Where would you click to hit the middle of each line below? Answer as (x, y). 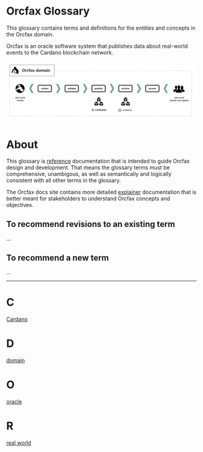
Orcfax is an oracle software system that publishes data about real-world (97, 46)
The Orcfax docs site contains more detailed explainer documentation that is (101, 192)
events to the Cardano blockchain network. (60, 52)
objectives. (20, 205)
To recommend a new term (58, 257)
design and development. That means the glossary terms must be (88, 168)
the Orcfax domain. (30, 34)
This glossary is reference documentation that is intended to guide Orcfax (98, 161)
